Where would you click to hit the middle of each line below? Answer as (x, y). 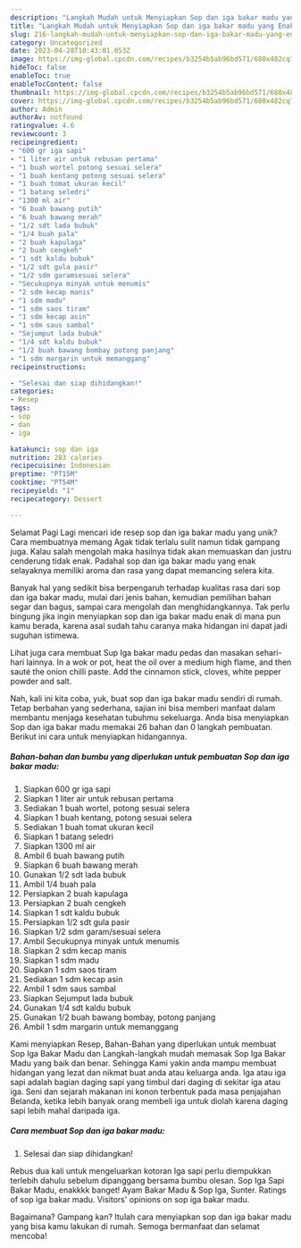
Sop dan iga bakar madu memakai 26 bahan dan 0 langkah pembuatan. (142, 726)
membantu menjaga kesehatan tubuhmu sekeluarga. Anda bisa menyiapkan (150, 717)
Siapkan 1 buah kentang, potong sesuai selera (108, 817)
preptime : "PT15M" (44, 474)
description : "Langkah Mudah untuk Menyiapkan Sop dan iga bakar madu (144, 17)
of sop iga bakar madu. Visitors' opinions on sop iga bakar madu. (130, 1199)
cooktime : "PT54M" (44, 483)
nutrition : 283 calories (56, 457)
